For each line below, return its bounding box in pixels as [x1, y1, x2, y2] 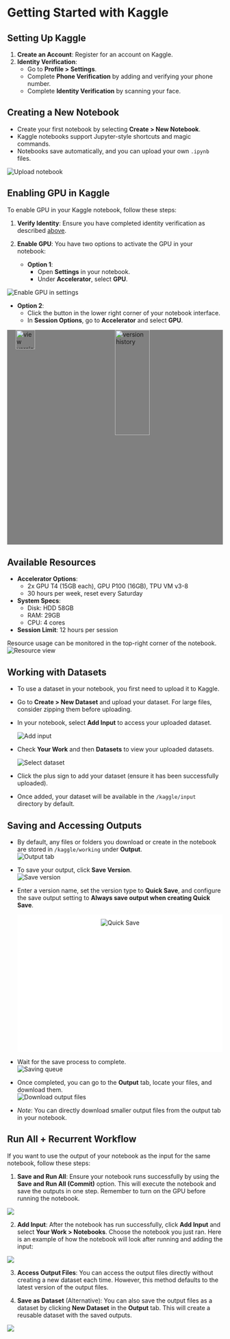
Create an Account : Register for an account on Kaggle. [16, 50, 173, 58]
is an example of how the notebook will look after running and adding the [16, 1235, 223, 1243]
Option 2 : [16, 301, 44, 310]
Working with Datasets [7, 666, 107, 678]
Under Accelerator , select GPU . [37, 275, 128, 283]
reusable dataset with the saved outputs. [16, 1311, 132, 1319]
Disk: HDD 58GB [27, 604, 74, 612]
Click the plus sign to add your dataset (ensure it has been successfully [16, 772, 219, 780]
